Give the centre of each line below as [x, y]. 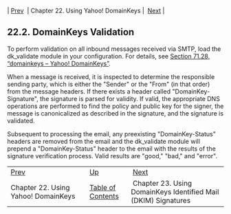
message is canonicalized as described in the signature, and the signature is [115, 113]
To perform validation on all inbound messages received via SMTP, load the [114, 49]
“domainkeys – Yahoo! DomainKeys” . [59, 63]
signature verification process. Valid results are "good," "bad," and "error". [112, 156]
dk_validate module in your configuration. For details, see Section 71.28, [109, 56]
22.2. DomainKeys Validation [71, 32]
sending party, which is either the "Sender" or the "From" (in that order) [109, 84]
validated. [21, 120]
